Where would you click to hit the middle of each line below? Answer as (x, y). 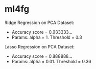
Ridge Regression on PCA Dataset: (39, 23)
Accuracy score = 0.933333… (42, 32)
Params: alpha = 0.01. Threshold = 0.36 (51, 61)
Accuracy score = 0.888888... (42, 56)
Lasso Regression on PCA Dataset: (40, 46)
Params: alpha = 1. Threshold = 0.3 (47, 37)
